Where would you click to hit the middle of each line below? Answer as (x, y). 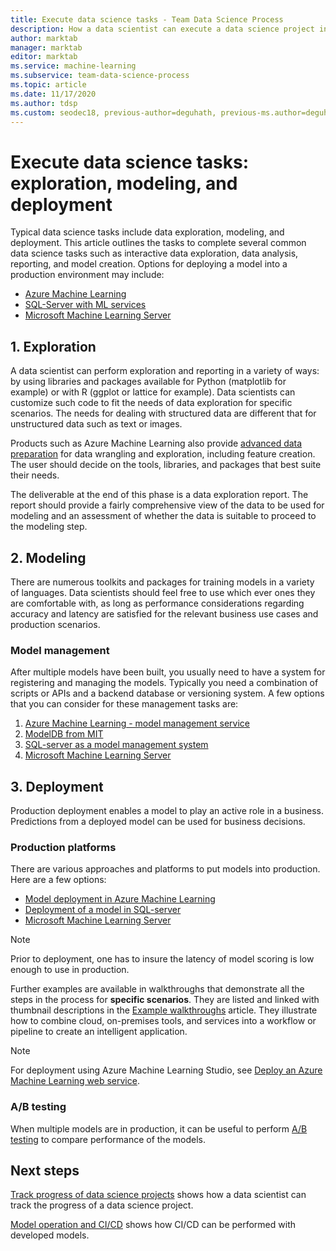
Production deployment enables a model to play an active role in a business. (167, 811)
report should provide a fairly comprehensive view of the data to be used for (167, 505)
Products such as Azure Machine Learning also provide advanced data (156, 443)
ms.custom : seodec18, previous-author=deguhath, (113, 112)
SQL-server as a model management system (116, 745)
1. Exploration (53, 346)
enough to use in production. (70, 970)
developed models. (50, 1235)
